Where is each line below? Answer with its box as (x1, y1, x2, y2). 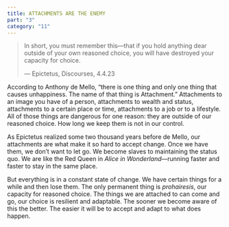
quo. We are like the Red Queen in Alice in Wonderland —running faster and (7, 155, 220, 163)
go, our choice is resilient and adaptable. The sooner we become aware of (7, 197, 217, 206)
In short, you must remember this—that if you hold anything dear (23, 42, 207, 50)
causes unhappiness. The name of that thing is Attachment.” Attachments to (7, 90, 223, 98)
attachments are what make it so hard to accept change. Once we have (7, 140, 208, 149)
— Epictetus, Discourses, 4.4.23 (23, 69, 115, 78)
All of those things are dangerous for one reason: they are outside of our (7, 112, 212, 120)
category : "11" (7, 23, 51, 30)
